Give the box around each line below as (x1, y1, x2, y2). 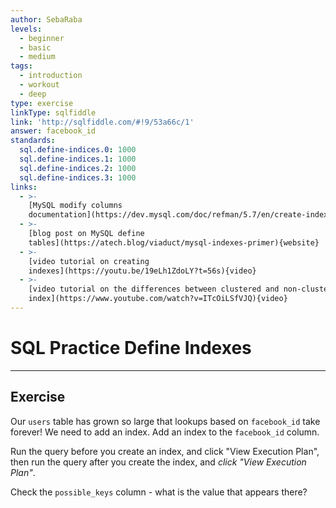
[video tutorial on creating (28, 256, 150, 266)
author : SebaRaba (10, 14, 83, 25)
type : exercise (10, 98, 74, 108)
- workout (19, 80, 60, 90)
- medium (19, 52, 56, 62)
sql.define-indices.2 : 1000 (19, 163, 137, 173)
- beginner (19, 33, 65, 43)
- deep (19, 89, 47, 99)
